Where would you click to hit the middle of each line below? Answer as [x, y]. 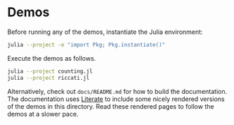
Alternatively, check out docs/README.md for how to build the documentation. [117, 91]
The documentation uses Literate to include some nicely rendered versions [116, 99]
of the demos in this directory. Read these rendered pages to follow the [111, 106]
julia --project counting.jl [50, 71]
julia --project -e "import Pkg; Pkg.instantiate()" [86, 44]
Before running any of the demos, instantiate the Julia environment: [105, 32]
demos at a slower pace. [43, 114]
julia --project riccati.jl [49, 78]
